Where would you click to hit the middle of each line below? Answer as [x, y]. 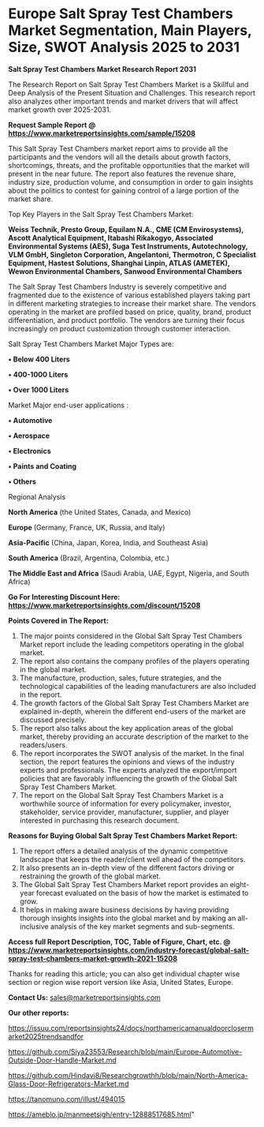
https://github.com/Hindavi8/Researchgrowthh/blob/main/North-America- [128, 1075]
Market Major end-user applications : [68, 405]
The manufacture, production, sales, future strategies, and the [121, 678]
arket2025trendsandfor [46, 1036]
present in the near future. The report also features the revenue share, [122, 174]
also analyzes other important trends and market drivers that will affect [123, 101]
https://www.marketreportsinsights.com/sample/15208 [102, 133]
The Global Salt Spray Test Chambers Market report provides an [124, 884]
